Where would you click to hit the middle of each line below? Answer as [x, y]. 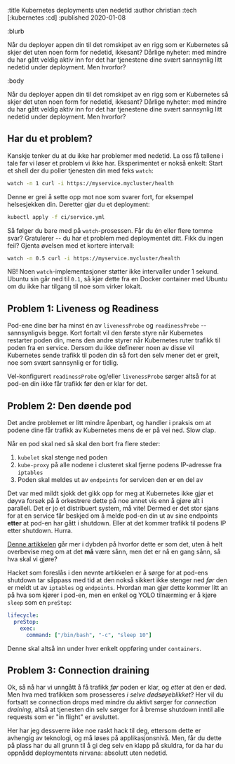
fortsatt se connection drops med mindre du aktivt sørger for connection [112, 702]
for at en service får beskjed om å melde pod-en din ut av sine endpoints [113, 516]
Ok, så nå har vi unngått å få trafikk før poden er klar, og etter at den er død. [117, 688]
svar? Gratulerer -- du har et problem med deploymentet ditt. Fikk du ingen [115, 238]
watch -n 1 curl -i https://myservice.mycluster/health [90, 183]
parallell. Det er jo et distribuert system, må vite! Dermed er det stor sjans [113, 509]
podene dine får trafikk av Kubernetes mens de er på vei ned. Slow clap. [112, 430]
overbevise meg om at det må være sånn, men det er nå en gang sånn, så [114, 552]
